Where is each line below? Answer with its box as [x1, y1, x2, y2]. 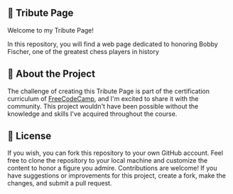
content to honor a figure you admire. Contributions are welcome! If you [7, 164, 217, 173]
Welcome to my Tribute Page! [7, 26, 94, 34]
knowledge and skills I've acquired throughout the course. [7, 109, 178, 118]
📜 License [7, 130, 52, 142]
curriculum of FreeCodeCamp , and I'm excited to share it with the [7, 94, 199, 103]
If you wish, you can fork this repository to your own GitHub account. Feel [7, 149, 224, 157]
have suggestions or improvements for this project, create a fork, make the [7, 171, 226, 180]
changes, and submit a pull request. [7, 179, 112, 188]
